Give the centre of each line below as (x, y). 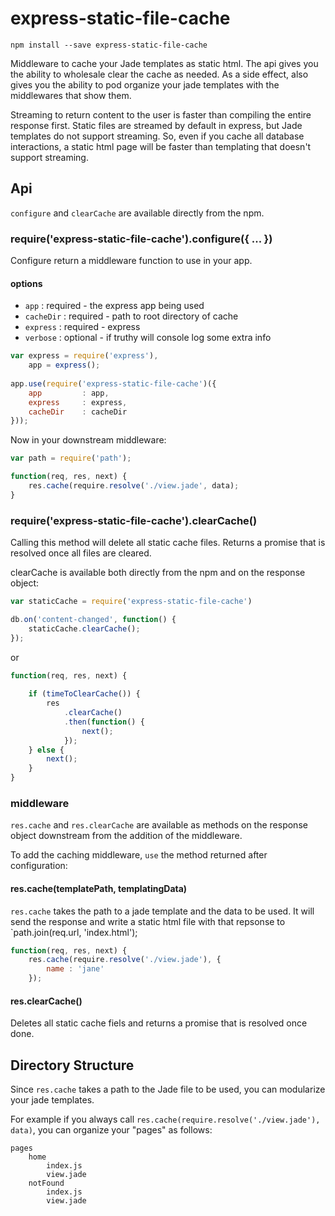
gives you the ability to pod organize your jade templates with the (145, 84)
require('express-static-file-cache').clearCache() (134, 520)
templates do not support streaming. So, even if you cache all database (157, 136)
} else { (46, 750)
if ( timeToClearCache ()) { (84, 694)
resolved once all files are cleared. (81, 553)
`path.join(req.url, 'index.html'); (74, 932)
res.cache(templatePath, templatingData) (99, 888)
